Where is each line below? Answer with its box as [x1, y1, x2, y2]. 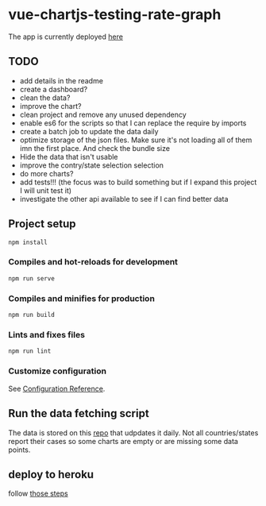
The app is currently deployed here [8, 32, 123, 41]
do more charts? [19, 168, 74, 178]
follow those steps [8, 489, 69, 498]
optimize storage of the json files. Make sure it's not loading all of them [19, 135, 253, 145]
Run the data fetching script [8, 407, 149, 420]
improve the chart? [19, 101, 82, 110]
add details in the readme [19, 75, 103, 85]
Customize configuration [8, 365, 107, 377]
